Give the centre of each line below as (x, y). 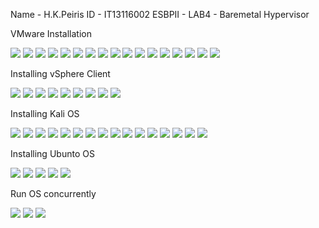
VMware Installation (51, 33)
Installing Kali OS (45, 113)
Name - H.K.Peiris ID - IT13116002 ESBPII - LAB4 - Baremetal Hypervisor (160, 14)
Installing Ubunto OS (52, 153)
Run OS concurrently (53, 193)
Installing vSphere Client (60, 73)
